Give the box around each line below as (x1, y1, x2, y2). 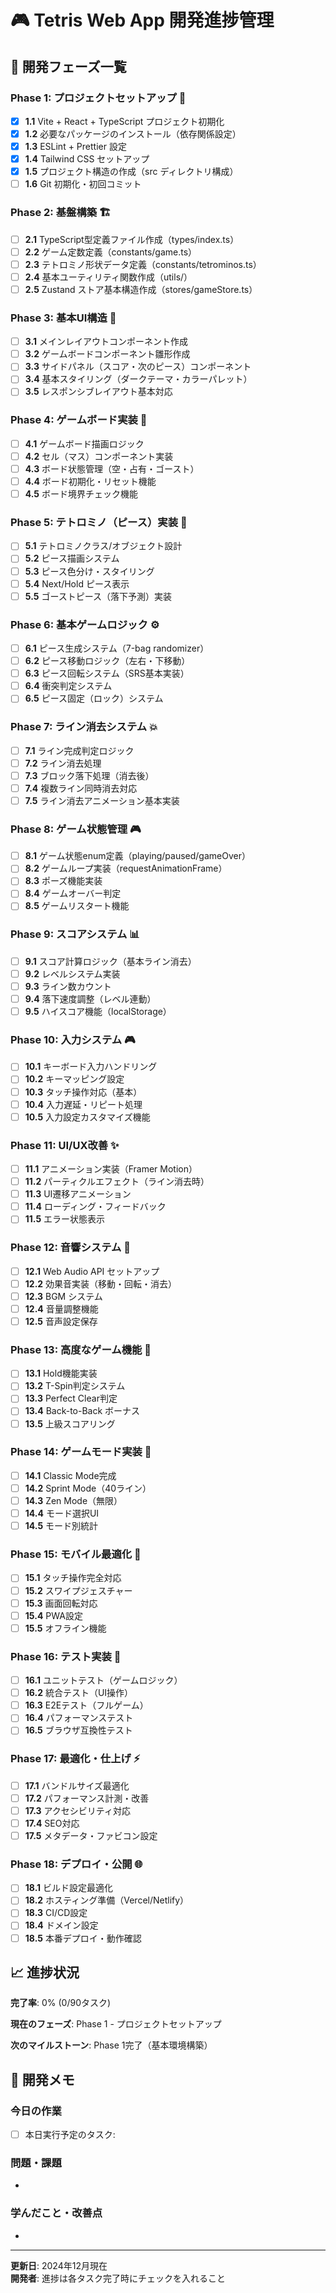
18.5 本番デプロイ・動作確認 (24, 1932, 142, 1944)
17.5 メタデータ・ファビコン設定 (24, 1829, 158, 1841)
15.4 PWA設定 (24, 1609, 83, 1621)
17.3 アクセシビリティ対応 (24, 1804, 132, 1816)
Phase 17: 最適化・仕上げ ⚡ (10, 1752, 141, 1766)
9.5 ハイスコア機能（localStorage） (24, 1006, 172, 1018)
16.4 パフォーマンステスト (24, 1712, 134, 1724)
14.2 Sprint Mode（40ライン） (24, 1482, 152, 1494)
